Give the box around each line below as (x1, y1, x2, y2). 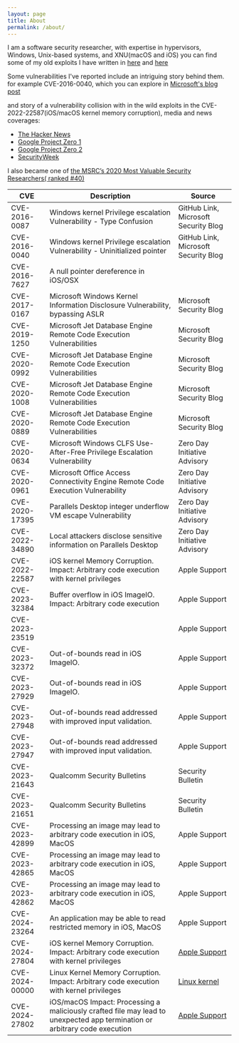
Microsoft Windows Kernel (49, 292, 139, 302)
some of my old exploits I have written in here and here (7, 58, 169, 67)
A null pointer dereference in (49, 267, 145, 277)
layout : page (7, 10, 46, 18)
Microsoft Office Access (49, 468, 131, 478)
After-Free (49, 447, 86, 457)
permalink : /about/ (7, 24, 65, 31)
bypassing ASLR (49, 309, 105, 319)
